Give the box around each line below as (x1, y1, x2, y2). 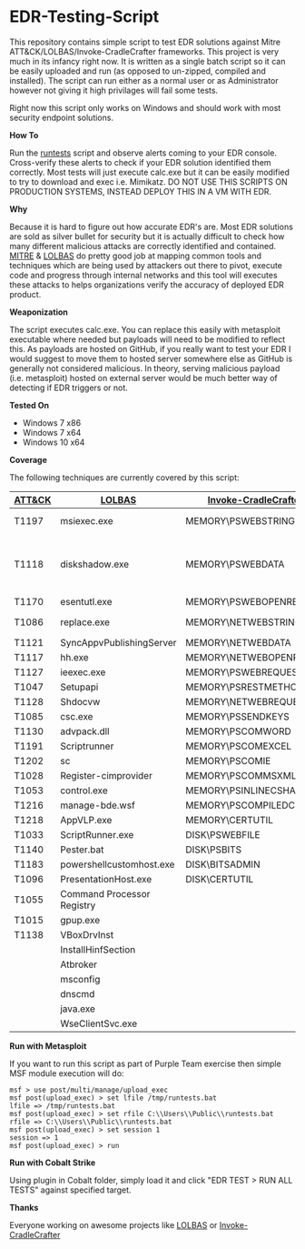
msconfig (60, 972, 101, 985)
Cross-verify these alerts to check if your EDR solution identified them (9, 156, 271, 167)
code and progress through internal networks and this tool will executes (9, 269, 279, 280)
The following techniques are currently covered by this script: (9, 471, 240, 483)
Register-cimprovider (60, 769, 152, 781)
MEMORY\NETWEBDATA (185, 636, 292, 649)
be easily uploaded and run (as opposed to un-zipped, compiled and (9, 65, 266, 76)
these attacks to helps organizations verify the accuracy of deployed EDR (9, 279, 284, 290)
